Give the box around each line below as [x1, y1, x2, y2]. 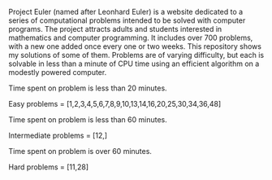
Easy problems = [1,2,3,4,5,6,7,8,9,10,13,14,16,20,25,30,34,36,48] [8, 99, 222, 108]
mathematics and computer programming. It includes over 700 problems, [8, 33, 253, 42]
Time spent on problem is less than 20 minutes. [8, 83, 168, 93]
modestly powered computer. [8, 68, 107, 77]
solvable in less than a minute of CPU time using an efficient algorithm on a [8, 59, 260, 68]
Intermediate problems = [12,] [8, 130, 108, 140]
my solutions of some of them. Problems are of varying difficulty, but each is [8, 50, 265, 59]
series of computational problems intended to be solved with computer [8, 15, 246, 25]
